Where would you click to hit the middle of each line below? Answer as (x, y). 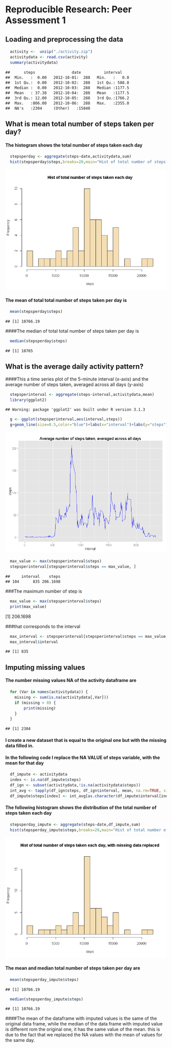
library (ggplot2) (28, 400)
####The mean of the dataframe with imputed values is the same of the (81, 1018)
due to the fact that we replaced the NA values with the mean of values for (84, 1035)
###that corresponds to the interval (43, 626)
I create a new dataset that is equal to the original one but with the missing (86, 740)
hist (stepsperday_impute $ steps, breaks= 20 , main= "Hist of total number (85, 830)
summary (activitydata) (34, 63)
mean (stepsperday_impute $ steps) (45, 980)
